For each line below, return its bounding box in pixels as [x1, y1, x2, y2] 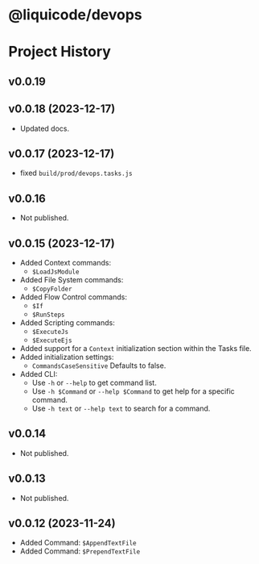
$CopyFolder [31, 285, 72, 294]
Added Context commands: [19, 258, 111, 268]
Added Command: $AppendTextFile [19, 538, 137, 548]
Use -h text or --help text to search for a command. [31, 403, 211, 413]
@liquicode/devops [8, 6, 142, 24]
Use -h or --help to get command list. [31, 378, 157, 388]
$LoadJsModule [31, 268, 80, 276]
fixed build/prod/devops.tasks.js [19, 168, 133, 178]
